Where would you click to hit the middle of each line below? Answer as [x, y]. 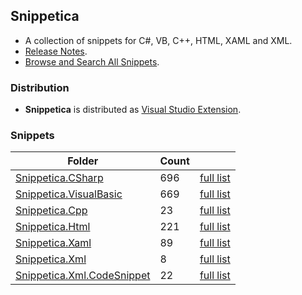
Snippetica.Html [53, 227]
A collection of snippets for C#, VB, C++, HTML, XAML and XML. [158, 40]
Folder [83, 161]
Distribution [40, 87]
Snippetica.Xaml [53, 243]
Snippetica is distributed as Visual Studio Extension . [133, 110]
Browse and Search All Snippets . [92, 61]
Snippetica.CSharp [59, 178]
